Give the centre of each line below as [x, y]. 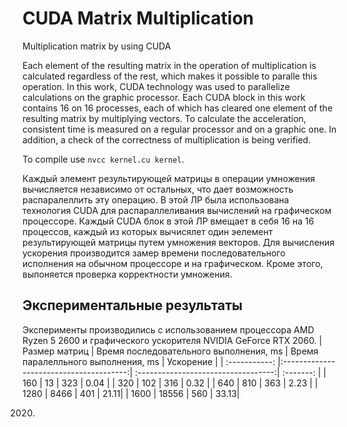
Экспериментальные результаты [133, 305]
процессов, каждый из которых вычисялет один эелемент [148, 231]
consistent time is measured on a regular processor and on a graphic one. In [179, 129]
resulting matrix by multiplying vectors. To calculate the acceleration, [164, 118]
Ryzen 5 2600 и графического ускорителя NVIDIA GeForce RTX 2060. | [172, 340]
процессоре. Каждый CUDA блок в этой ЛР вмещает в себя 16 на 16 [168, 221]
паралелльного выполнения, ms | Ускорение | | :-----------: [149, 361]
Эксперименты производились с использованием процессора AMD [168, 329]
